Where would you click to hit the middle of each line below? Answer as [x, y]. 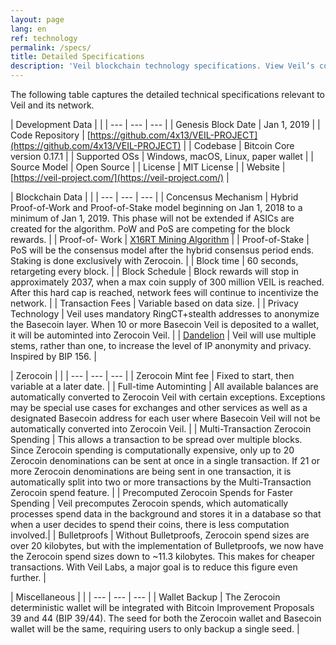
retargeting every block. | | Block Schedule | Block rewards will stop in [155, 271]
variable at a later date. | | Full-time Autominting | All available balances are [164, 386]
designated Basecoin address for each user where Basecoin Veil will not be [165, 418]
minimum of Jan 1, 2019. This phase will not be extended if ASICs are [152, 218]
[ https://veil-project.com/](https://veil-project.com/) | [120, 177]
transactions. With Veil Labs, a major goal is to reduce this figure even [154, 567]
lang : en [28, 29]
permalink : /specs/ [51, 47]
